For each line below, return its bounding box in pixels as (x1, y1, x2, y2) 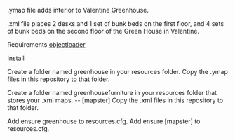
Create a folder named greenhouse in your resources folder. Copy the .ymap (7, 68, 228, 76)
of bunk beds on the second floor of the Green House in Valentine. (7, 27, 200, 35)
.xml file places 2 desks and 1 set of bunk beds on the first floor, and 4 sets (7, 20, 224, 27)
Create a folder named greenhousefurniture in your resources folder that (7, 89, 217, 97)
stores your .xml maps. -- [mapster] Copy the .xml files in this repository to (7, 96, 223, 104)
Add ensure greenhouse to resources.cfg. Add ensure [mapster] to (7, 117, 201, 125)
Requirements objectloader (7, 41, 86, 48)
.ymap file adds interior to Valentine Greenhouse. (7, 6, 149, 14)
